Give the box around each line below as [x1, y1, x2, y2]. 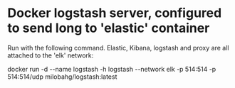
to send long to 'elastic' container [7, 20, 210, 36]
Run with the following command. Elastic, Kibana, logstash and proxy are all [7, 43, 229, 52]
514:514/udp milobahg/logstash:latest [7, 72, 117, 81]
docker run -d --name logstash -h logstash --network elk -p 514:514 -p [7, 65, 216, 73]
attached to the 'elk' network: [7, 51, 94, 60]
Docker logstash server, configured [7, 5, 222, 21]
